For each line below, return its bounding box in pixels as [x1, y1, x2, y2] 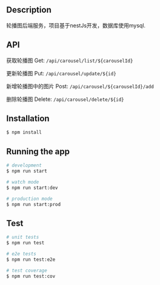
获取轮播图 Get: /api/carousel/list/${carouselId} [6, 57, 133, 64]
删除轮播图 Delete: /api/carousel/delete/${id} [6, 95, 124, 103]
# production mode [6, 196, 53, 202]
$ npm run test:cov [6, 273, 56, 279]
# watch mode [6, 179, 39, 185]
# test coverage [6, 267, 47, 273]
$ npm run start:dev [6, 185, 59, 191]
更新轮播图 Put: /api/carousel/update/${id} [6, 69, 116, 77]
